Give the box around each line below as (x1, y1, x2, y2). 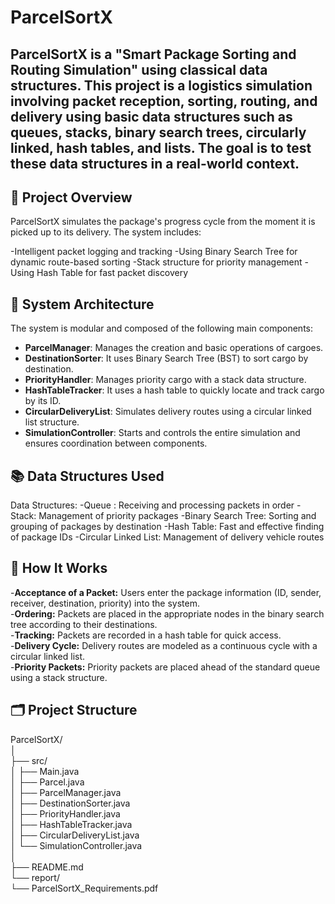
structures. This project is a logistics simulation (10, 77, 313, 94)
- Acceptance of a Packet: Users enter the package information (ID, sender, (10, 586, 322, 598)
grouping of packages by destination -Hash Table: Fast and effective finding (10, 521, 325, 533)
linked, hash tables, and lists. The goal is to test (10, 139, 312, 156)
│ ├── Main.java (10, 765, 80, 777)
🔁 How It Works (10, 560, 108, 577)
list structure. (24, 416, 80, 428)
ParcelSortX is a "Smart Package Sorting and (10, 46, 297, 63)
